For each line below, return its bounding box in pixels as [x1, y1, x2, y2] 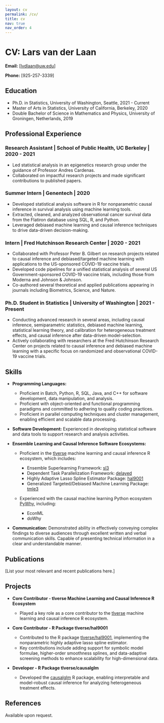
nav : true [5, 21, 26, 26]
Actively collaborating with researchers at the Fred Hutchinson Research [12, 338, 159, 344]
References [5, 699, 41, 708]
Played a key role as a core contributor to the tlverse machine [19, 610, 144, 616]
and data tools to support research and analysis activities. [12, 431, 129, 437]
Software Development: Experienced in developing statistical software [12, 426, 156, 432]
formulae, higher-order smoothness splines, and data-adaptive [19, 650, 147, 656]
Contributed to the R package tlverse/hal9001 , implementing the [19, 634, 149, 640]
